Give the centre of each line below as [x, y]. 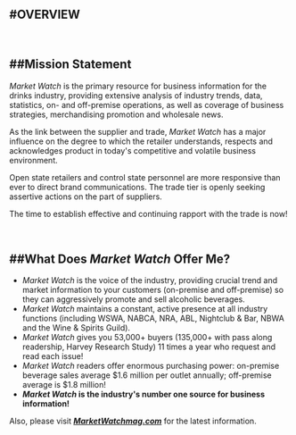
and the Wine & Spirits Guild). [76, 328]
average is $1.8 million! [64, 385]
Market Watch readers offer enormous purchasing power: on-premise [151, 366]
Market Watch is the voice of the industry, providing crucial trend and [150, 280]
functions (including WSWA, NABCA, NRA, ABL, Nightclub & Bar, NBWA [153, 318]
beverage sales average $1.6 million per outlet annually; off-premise [147, 375]
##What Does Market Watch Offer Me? [120, 259]
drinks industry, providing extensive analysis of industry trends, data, [136, 95]
